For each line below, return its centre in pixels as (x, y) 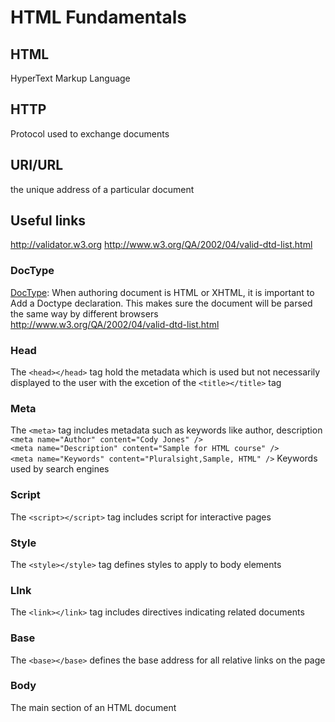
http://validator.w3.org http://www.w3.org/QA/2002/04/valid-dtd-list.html (161, 245)
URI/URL (37, 165)
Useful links (48, 221)
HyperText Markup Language (70, 78)
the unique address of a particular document (102, 189)
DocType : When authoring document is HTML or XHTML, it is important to (162, 292)
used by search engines (60, 469)
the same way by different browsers (84, 313)
